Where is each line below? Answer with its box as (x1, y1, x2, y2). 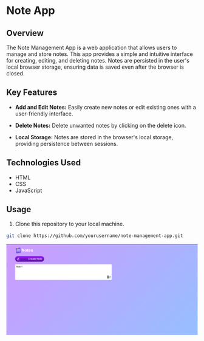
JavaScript (15, 187, 42, 194)
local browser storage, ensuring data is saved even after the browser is (6, 63, 184, 71)
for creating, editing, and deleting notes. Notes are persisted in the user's (6, 57, 190, 64)
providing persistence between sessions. (15, 140, 118, 147)
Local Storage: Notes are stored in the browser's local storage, (15, 133, 174, 140)
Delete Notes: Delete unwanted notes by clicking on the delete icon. (15, 122, 186, 129)
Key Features (6, 88, 58, 98)
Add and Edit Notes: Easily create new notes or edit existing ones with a (15, 103, 196, 111)
